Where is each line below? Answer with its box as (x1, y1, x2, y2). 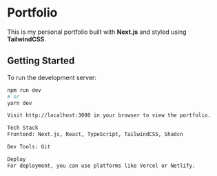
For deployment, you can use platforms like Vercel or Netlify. (7, 162, 196, 169)
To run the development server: (7, 73, 96, 81)
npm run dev (7, 86, 41, 94)
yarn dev (7, 99, 32, 106)
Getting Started (7, 55, 75, 67)
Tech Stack (7, 124, 39, 132)
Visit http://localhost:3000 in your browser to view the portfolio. (7, 112, 211, 119)
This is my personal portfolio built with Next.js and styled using (7, 28, 187, 36)
